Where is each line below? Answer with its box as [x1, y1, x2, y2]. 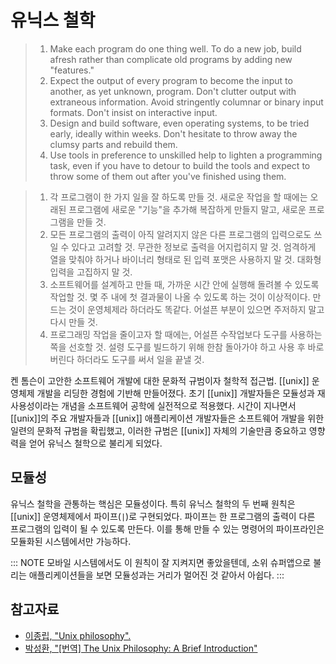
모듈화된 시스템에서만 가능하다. [10, 535, 132, 547]
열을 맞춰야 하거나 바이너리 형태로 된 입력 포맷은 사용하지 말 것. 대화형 [49, 253, 322, 265]
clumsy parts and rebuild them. [49, 138, 178, 150]
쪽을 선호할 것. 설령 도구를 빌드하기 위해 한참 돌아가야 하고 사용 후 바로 [49, 341, 325, 353]
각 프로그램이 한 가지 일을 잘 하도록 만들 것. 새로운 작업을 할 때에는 [49, 191, 308, 203]
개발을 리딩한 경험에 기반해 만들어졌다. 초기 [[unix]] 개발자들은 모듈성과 [36, 387, 315, 399]
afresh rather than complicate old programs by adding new [49, 53, 293, 65]
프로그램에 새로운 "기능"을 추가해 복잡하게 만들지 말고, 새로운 [68, 203, 307, 215]
